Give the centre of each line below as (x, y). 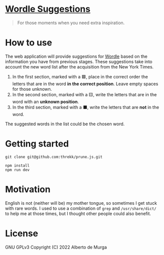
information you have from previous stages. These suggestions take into (79, 61)
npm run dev (17, 170)
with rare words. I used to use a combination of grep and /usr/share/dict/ (81, 208)
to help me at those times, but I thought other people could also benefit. (78, 214)
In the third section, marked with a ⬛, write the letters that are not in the (86, 107)
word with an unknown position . (45, 102)
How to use (29, 43)
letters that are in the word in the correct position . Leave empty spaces (85, 84)
